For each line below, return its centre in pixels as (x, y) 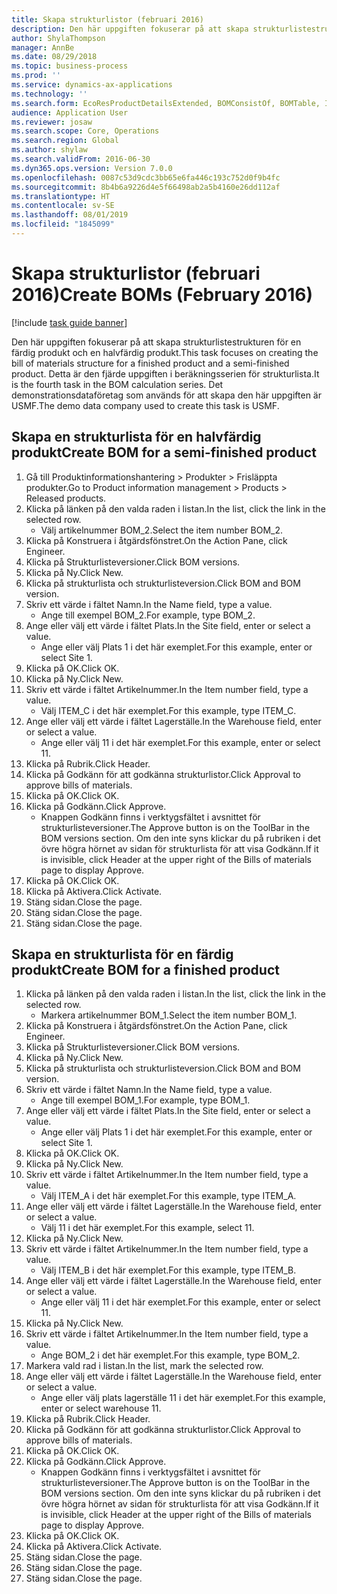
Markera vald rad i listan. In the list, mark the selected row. (144, 1366)
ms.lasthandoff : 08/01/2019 (70, 215)
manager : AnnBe (43, 47)
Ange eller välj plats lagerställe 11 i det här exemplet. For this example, (183, 1398)
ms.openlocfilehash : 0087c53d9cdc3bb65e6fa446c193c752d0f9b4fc (146, 177)
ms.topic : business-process (70, 66)
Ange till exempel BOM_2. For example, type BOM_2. (148, 615)
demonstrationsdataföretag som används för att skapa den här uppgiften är (166, 395)
